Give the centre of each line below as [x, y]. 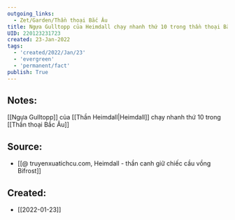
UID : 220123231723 [34, 33]
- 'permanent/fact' [42, 66]
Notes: [22, 100]
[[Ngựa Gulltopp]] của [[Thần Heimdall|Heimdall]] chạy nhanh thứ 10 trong [114, 117]
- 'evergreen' [34, 59]
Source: [25, 146]
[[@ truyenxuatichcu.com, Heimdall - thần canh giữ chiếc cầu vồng [114, 163]
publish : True [28, 72]
